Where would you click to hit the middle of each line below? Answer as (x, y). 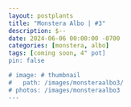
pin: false (27, 61)
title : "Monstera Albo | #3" (57, 23)
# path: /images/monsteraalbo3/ (66, 82)
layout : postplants (41, 16)
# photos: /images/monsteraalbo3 (64, 90)
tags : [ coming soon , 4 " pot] (57, 53)
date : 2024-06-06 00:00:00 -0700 (64, 38)
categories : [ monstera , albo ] (59, 46)
